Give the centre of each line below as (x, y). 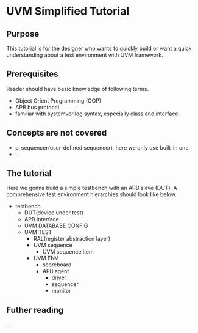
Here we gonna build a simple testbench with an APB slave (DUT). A (92, 188)
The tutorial (29, 173)
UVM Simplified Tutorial (68, 11)
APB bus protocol (37, 107)
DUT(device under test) (54, 213)
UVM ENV (46, 258)
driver (59, 278)
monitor (61, 291)
